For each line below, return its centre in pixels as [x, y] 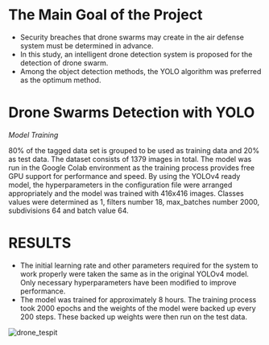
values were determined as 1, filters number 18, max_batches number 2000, [134, 202]
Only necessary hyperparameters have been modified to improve [128, 282]
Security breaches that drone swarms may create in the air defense [132, 37]
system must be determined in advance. [87, 45]
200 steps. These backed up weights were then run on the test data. [134, 317]
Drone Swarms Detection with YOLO [132, 112]
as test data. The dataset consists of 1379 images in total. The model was [130, 159]
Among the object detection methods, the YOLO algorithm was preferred [141, 71]
